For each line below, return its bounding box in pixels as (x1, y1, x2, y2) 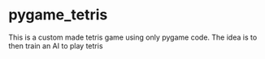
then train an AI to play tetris (8, 40, 103, 50)
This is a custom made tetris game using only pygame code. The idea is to (8, 32, 258, 42)
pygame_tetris (8, 6, 108, 24)
